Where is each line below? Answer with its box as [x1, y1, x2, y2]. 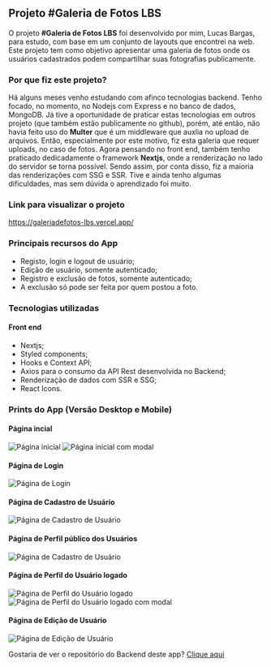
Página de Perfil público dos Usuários [8, 533, 138, 543]
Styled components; [19, 349, 88, 359]
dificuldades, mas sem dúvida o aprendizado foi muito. [8, 179, 192, 189]
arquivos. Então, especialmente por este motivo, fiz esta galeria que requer [8, 136, 260, 145]
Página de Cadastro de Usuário [8, 497, 115, 506]
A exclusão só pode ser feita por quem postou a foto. [19, 282, 199, 291]
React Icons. [19, 383, 62, 393]
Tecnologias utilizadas [8, 302, 100, 313]
